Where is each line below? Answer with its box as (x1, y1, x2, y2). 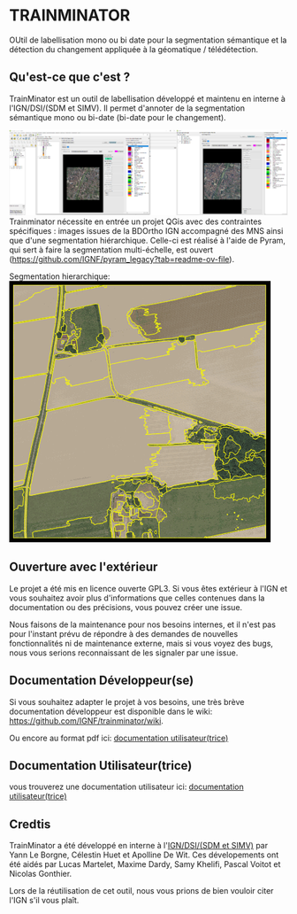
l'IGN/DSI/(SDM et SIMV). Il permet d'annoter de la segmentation (9, 103, 246, 113)
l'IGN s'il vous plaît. (9, 895, 80, 906)
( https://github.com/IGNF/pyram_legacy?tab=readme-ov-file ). (9, 253, 235, 264)
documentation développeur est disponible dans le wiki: (9, 706, 213, 716)
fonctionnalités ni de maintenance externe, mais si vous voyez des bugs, (9, 638, 274, 648)
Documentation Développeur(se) (9, 673, 194, 688)
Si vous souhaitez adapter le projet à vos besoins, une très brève (9, 696, 245, 707)
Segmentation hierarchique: (9, 271, 110, 282)
